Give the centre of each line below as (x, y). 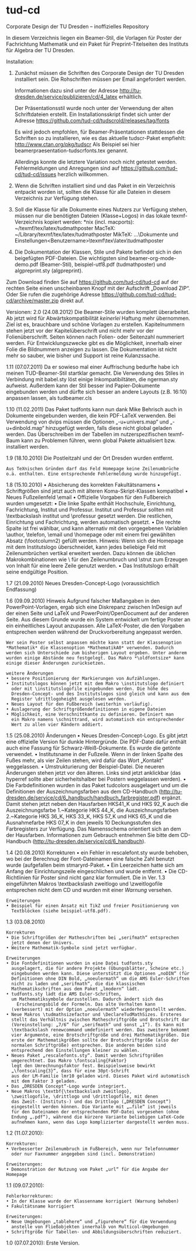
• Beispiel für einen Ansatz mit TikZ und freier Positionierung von (93, 905)
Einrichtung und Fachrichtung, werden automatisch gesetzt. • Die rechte (94, 522)
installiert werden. (28, 446)
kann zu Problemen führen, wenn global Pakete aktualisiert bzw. (99, 440)
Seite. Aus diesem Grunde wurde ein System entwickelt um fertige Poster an (98, 619)
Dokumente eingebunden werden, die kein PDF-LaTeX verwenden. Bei (91, 415)
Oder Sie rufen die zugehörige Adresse (53, 294)
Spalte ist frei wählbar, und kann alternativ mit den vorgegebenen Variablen (97, 528)
